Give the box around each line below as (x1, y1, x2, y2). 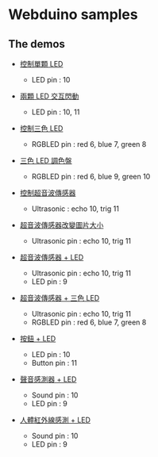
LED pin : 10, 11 (31, 107, 80, 117)
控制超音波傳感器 (19, 188, 76, 198)
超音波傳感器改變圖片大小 (19, 221, 104, 229)
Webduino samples (8, 6, 138, 24)
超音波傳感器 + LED (19, 252, 84, 262)
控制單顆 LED (19, 60, 64, 68)
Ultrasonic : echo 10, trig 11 (31, 204, 119, 213)
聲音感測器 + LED (19, 374, 77, 384)
